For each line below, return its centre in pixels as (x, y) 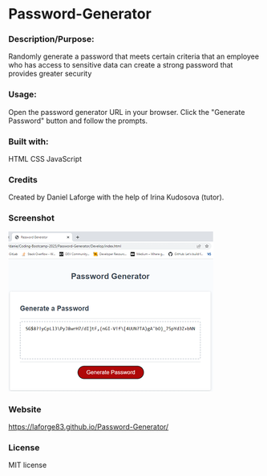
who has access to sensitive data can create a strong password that (121, 65)
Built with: (28, 142)
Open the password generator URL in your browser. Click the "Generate (127, 112)
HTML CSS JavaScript (45, 159)
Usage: (23, 95)
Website (25, 409)
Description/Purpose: (51, 39)
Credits (23, 180)
